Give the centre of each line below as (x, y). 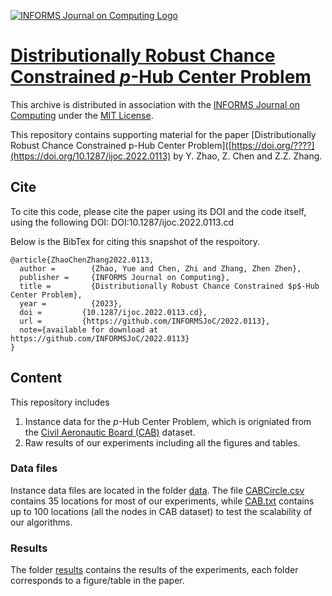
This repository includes (60, 402)
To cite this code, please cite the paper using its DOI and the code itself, (158, 211)
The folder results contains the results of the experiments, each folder (154, 570)
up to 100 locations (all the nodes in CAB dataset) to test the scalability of (161, 511)
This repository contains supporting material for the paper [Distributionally (163, 134)
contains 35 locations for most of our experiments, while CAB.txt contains (162, 501)
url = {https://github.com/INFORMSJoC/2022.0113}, (145, 321)
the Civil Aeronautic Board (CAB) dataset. (110, 432)
